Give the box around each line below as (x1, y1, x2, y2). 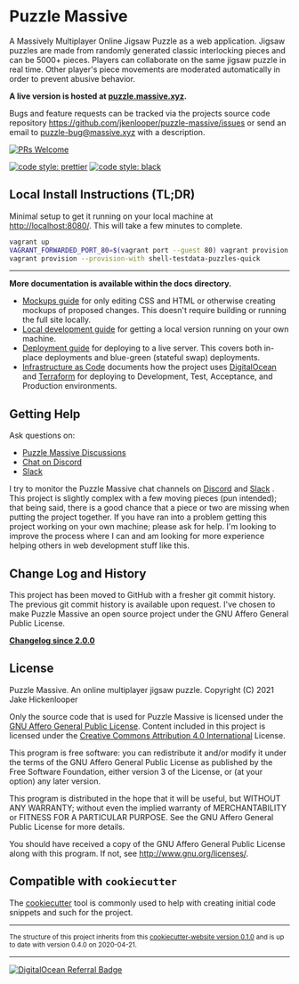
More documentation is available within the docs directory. (9, 278, 232, 289)
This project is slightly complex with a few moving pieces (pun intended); (9, 493, 278, 504)
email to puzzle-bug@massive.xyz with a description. (9, 126, 206, 137)
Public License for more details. (9, 821, 125, 832)
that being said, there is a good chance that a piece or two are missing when (9, 503, 290, 513)
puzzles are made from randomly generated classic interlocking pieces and (9, 44, 287, 55)
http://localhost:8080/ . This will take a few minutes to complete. (9, 220, 243, 230)
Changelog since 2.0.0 (9, 635, 95, 646)
